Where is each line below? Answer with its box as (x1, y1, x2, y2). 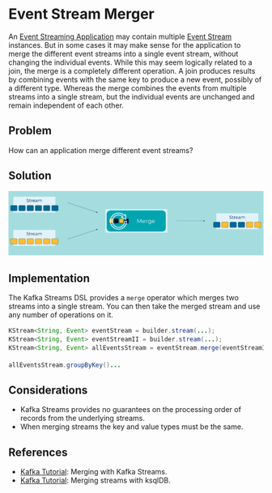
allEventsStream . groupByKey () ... (8, 361, 121, 369)
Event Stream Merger (8, 5, 155, 23)
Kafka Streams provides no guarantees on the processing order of (19, 405, 241, 414)
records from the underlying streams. (19, 414, 146, 423)
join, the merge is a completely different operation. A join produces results (8, 66, 256, 75)
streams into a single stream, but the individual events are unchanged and (8, 91, 255, 101)
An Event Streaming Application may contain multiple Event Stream (8, 32, 232, 41)
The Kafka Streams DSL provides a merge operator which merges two (8, 293, 239, 303)
